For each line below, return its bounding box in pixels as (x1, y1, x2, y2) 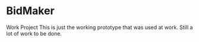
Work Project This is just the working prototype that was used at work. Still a (6, 24, 193, 31)
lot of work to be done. (6, 30, 62, 37)
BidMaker (6, 4, 55, 18)
